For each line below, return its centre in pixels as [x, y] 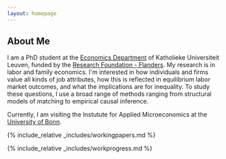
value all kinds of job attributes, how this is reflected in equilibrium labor [109, 79]
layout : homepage [32, 13]
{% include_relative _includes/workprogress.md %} [80, 149]
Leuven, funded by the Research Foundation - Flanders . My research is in [111, 65]
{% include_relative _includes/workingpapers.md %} [81, 135]
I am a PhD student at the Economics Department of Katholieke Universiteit [113, 58]
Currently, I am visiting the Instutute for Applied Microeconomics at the [107, 114]
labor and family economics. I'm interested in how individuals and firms [108, 72]
